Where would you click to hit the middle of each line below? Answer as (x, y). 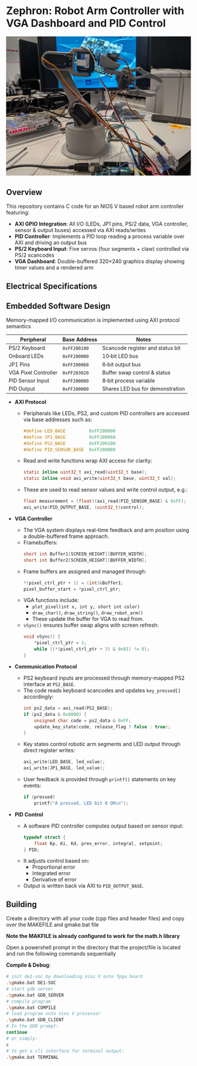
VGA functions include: (51, 600)
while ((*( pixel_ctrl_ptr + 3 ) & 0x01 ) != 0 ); (92, 649)
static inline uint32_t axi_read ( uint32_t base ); (85, 472)
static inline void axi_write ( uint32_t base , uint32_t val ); (99, 479)
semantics (18, 327)
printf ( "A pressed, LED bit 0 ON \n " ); (81, 803)
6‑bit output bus (122, 364)
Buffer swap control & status (137, 372)
